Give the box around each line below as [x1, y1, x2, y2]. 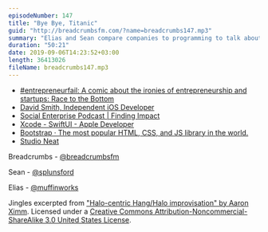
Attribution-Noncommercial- [154, 206, 248, 216]
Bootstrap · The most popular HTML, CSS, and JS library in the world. [19, 128, 249, 137]
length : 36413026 [8, 57, 66, 65]
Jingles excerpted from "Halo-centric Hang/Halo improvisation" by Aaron [8, 198, 249, 207]
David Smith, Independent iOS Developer [19, 102, 155, 112]
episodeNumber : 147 [8, 11, 73, 20]
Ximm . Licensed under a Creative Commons [8, 206, 153, 216]
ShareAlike [8, 214, 44, 224]
